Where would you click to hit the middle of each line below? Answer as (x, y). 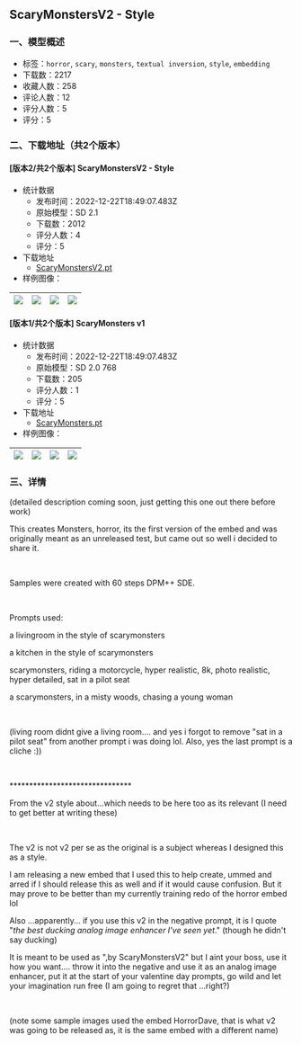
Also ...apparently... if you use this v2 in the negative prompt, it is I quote (143, 921)
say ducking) (33, 940)
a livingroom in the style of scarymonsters (87, 635)
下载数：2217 (47, 75)
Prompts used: (36, 618)
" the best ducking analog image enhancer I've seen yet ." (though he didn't (148, 931)
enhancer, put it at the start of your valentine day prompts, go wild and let (145, 977)
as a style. (28, 857)
